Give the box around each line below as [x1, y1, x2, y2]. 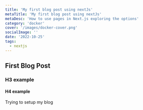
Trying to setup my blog [5, 99, 53, 105]
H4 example [5, 88, 30, 94]
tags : [5, 39, 16, 44]
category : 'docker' [5, 21, 45, 26]
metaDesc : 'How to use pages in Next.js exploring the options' [5, 16, 139, 21]
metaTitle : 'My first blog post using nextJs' [5, 12, 102, 17]
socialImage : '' [5, 30, 38, 35]
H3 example [5, 76, 34, 83]
